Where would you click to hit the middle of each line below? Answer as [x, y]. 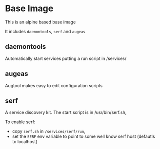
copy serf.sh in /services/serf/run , [49, 131]
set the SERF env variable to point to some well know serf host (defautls [83, 136]
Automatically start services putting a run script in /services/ [66, 58]
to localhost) [25, 142]
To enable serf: [20, 122]
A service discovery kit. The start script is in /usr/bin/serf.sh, [66, 112]
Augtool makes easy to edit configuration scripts [54, 85]
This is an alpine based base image [40, 22]
